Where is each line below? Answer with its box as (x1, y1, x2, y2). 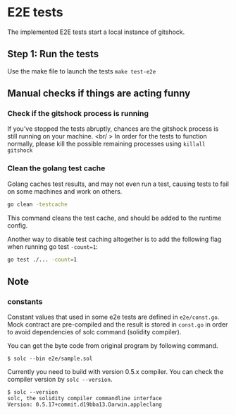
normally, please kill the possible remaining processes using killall (7, 139, 206, 148)
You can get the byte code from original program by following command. (7, 341, 218, 350)
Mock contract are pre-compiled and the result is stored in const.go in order (7, 320, 228, 329)
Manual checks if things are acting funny (7, 88, 191, 100)
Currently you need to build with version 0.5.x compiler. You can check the (7, 368, 224, 376)
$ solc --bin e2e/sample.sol (7, 355, 93, 363)
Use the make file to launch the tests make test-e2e (7, 66, 156, 75)
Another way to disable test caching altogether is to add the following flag (7, 235, 222, 243)
